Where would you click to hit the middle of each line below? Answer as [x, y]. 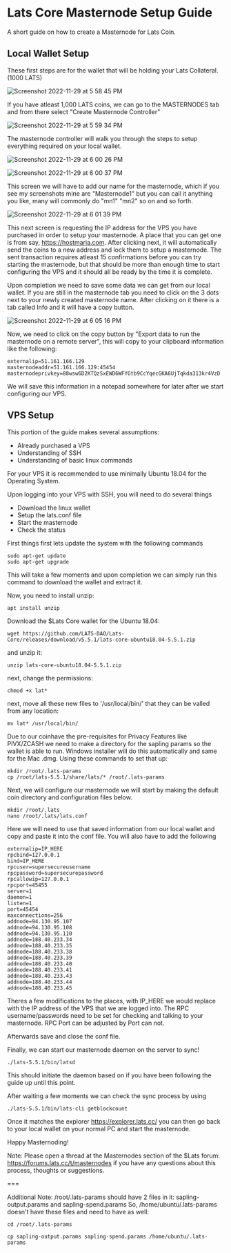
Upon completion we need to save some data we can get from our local [109, 285]
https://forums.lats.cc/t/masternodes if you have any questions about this [111, 1162]
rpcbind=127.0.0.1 [33, 855]
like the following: [32, 349]
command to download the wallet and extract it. [75, 582]
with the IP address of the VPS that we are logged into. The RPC [98, 1008]
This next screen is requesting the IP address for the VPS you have [102, 228]
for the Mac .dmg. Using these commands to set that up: [87, 758]
